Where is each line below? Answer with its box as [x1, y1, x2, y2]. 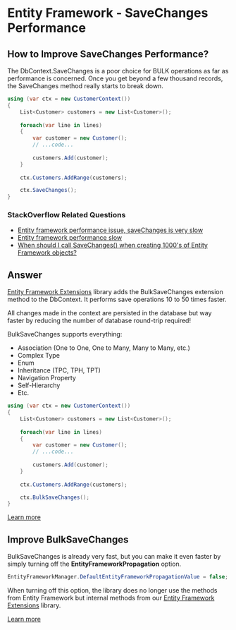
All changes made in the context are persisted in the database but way [7, 309, 212, 317]
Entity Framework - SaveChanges [7, 5, 209, 21]
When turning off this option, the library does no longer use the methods [7, 586, 218, 595]
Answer [7, 269, 43, 281]
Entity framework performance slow [17, 234, 123, 242]
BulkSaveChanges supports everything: [7, 330, 123, 339]
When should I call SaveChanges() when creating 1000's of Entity [17, 241, 208, 250]
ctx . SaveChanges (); [20, 187, 77, 194]
